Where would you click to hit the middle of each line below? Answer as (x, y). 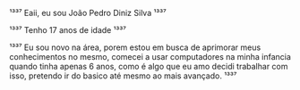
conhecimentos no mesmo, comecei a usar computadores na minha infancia (150, 57)
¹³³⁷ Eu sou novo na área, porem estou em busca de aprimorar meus (135, 47)
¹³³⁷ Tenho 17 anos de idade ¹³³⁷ (68, 30)
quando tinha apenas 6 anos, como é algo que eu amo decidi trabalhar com (149, 66)
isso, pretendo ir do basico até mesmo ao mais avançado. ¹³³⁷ (123, 76)
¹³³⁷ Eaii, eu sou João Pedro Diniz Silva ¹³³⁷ (88, 13)
